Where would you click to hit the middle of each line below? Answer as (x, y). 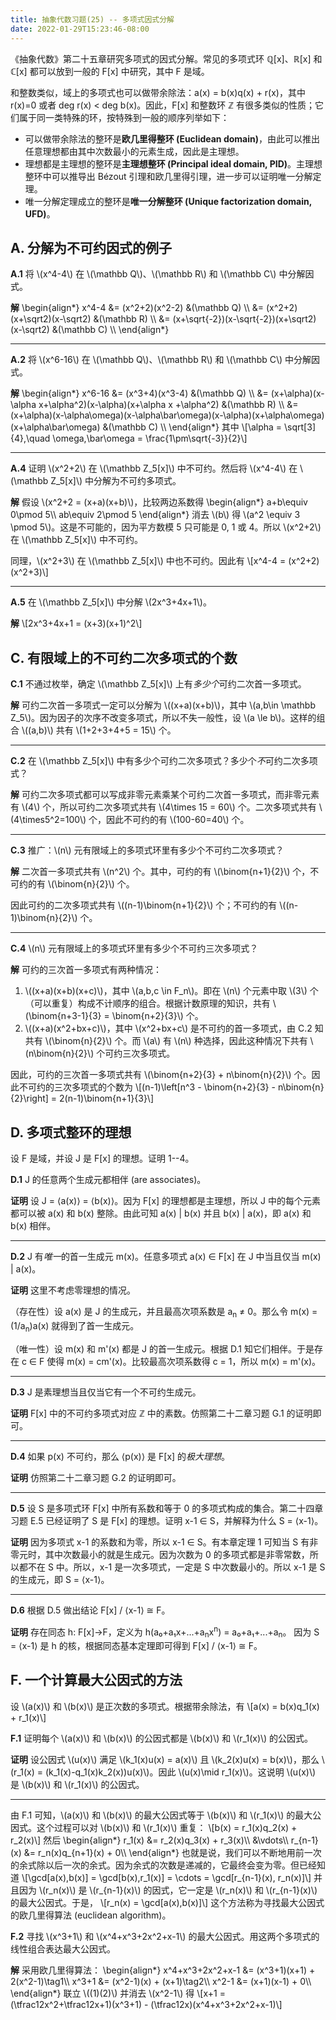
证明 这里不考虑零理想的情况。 (73, 1290)
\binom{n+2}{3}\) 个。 (157, 1016)
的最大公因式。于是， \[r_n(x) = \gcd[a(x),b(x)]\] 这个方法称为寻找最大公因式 (167, 1902)
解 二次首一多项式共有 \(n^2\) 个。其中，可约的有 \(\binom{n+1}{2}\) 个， (160, 872)
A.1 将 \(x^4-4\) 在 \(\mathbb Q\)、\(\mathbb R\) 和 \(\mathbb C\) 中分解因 (162, 274)
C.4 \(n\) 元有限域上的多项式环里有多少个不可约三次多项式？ (134, 948)
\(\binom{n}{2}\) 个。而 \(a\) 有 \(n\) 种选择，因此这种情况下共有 (176, 1041)
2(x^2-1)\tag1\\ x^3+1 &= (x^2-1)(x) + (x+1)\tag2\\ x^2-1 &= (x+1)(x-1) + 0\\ (161, 1981)
